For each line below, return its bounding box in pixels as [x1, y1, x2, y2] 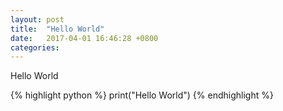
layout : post [10, 14, 65, 25]
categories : [10, 42, 60, 53]
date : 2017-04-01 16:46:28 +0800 [10, 33, 159, 43]
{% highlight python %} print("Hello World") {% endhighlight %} [10, 89, 274, 101]
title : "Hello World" [10, 24, 105, 34]
